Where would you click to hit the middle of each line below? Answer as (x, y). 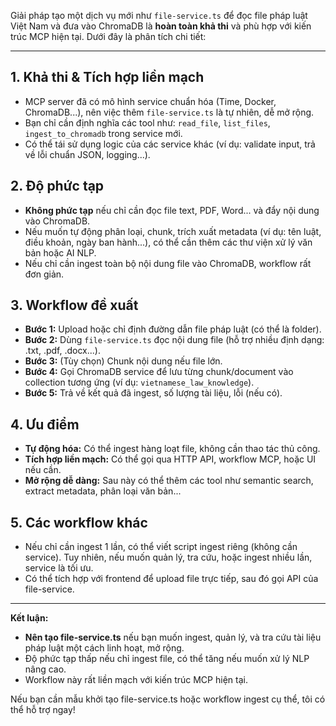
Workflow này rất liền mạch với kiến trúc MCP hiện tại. (136, 680)
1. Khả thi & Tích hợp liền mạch (107, 77)
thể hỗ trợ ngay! (43, 710)
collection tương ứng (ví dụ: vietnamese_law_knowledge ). (139, 382)
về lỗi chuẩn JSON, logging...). (87, 154)
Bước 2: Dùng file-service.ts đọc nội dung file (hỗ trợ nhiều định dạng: (174, 340)
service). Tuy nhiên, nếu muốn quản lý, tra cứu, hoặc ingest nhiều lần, (168, 557)
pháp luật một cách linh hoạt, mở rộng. (104, 648)
